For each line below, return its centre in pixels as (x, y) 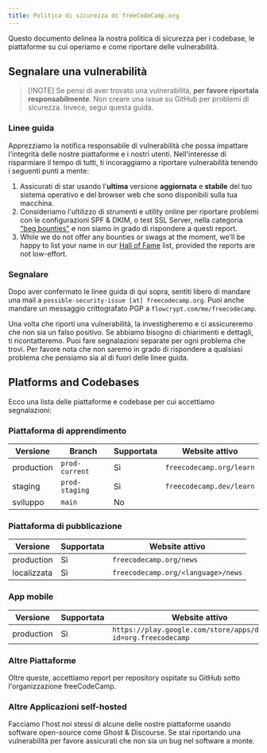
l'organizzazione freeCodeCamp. (62, 686)
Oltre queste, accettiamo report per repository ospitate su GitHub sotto (124, 678)
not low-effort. (43, 253)
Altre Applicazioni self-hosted (68, 706)
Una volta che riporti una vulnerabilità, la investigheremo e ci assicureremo (131, 324)
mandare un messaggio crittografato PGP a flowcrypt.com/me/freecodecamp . (132, 309)
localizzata (33, 573)
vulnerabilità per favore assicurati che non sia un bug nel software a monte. (132, 741)
